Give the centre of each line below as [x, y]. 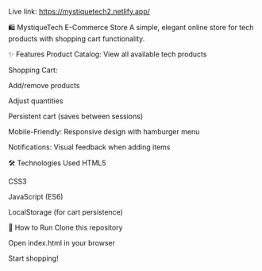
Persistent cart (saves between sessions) [76, 116]
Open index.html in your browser [62, 243]
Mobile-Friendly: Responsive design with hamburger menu [104, 132]
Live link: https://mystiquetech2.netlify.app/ [79, 12]
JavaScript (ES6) [36, 197]
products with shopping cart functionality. [77, 39]
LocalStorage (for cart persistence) [65, 212]
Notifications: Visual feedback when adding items [89, 147]
